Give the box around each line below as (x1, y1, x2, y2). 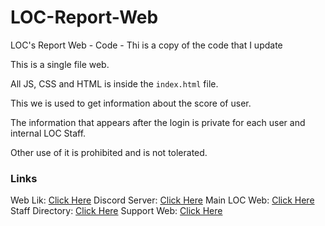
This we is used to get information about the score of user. (10, 97, 252, 109)
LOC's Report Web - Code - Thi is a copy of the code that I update (10, 39, 283, 51)
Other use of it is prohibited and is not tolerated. (10, 146, 208, 158)
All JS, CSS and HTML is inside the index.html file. (10, 77, 219, 90)
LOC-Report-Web (10, 6, 159, 29)
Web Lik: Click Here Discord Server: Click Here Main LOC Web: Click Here (10, 194, 315, 206)
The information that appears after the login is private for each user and (10, 116, 306, 128)
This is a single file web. (10, 58, 110, 70)
